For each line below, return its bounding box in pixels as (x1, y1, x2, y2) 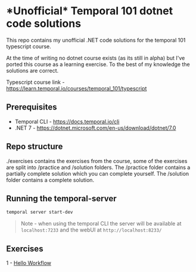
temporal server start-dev (6, 210, 73, 215)
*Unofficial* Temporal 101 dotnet (6, 4, 173, 18)
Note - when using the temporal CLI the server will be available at (20, 220, 182, 227)
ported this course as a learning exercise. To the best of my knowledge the (6, 61, 190, 68)
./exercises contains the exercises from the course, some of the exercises (6, 157, 188, 164)
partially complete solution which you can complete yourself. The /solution (6, 170, 189, 177)
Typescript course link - (6, 79, 65, 86)
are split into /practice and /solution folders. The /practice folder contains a (6, 164, 191, 171)
